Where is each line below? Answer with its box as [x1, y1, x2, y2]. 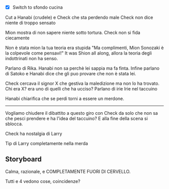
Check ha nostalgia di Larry [5, 131, 62, 137]
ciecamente [5, 35, 30, 41]
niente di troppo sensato [5, 20, 56, 26]
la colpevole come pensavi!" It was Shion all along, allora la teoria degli [5, 50, 152, 56]
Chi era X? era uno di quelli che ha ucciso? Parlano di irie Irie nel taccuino [5, 86, 157, 92]
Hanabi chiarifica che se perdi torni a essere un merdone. [5, 96, 125, 102]
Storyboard [5, 155, 42, 164]
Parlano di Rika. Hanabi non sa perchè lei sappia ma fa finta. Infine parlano [5, 65, 160, 71]
